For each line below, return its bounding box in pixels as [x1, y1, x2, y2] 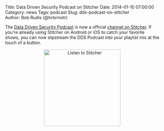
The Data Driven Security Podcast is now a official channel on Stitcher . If [5, 24, 152, 30]
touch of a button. [5, 40, 42, 46]
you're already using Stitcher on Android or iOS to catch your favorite [5, 29, 145, 35]
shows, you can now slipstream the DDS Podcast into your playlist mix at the [5, 34, 160, 40]
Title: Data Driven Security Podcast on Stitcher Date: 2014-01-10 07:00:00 [5, 4, 154, 10]
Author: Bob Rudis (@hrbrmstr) [5, 15, 68, 20]
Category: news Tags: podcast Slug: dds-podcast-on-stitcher [5, 9, 130, 15]
